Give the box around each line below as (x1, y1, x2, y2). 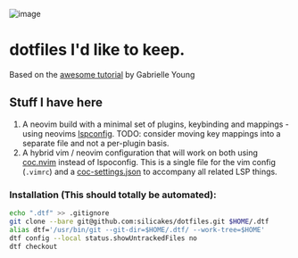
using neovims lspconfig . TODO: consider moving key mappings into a (21, 128, 281, 138)
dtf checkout (9, 242, 58, 251)
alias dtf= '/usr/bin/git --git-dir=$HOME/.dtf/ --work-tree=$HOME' (9, 225, 266, 234)
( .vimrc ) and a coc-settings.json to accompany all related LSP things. (21, 166, 278, 177)
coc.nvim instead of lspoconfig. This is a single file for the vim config (21, 156, 277, 167)
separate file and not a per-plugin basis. (21, 137, 170, 148)
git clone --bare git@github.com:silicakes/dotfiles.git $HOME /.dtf (9, 217, 269, 226)
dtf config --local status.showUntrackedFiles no (9, 233, 198, 243)
